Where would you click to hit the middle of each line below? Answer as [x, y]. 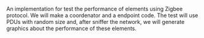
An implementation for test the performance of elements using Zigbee [94, 9]
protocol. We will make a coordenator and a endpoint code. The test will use [102, 15]
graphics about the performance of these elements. [71, 28]
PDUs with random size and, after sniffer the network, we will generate [96, 22]
